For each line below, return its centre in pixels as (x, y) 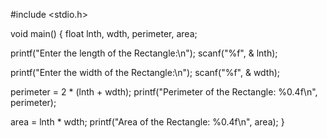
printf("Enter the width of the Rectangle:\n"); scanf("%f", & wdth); (145, 72)
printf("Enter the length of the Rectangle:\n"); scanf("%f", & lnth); (144, 53)
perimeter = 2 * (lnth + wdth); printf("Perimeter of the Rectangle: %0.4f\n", (164, 92)
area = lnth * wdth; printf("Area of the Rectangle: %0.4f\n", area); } (147, 122)
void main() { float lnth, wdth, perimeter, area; (104, 33)
